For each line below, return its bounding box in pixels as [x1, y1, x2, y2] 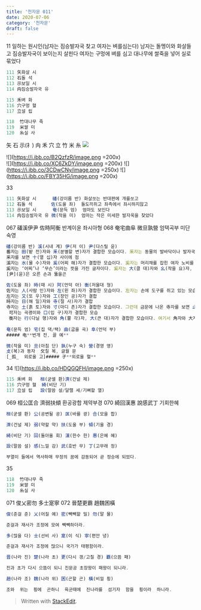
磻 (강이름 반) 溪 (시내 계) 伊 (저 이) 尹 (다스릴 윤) [6, 243, 118, 249]
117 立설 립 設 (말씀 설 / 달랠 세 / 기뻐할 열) [6, 387, 105, 394]
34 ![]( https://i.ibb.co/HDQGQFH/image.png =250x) [6, 365, 133, 372]
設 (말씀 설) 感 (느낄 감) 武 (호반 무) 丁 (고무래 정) [6, 443, 118, 449]
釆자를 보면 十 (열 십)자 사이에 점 [6, 255, 80, 261]
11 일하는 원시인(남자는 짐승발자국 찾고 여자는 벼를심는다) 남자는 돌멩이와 [6, 42, 176, 50]
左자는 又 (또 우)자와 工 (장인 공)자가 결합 [6, 293, 98, 299]
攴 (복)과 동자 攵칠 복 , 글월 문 [6, 348, 77, 355]
